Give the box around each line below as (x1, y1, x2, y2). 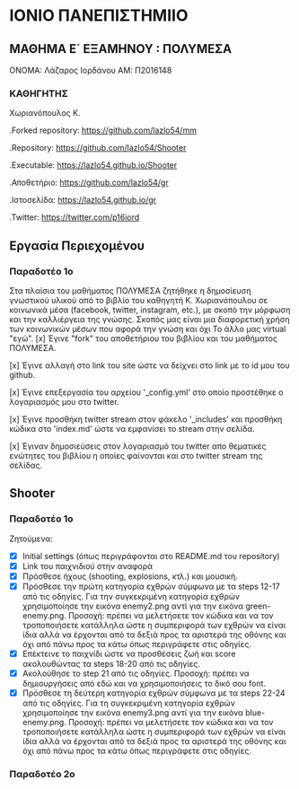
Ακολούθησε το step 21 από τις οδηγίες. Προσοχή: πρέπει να (22, 668, 250, 679)
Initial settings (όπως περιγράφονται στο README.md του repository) (22, 550, 280, 561)
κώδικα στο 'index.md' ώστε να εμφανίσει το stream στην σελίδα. (9, 423, 256, 434)
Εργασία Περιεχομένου (9, 238, 145, 253)
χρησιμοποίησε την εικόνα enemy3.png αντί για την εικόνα (22, 707, 244, 718)
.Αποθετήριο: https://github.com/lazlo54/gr (9, 177, 169, 188)
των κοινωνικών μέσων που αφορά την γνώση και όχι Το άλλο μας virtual (9, 323, 286, 334)
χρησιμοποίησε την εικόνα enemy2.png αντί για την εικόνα (22, 601, 244, 611)
